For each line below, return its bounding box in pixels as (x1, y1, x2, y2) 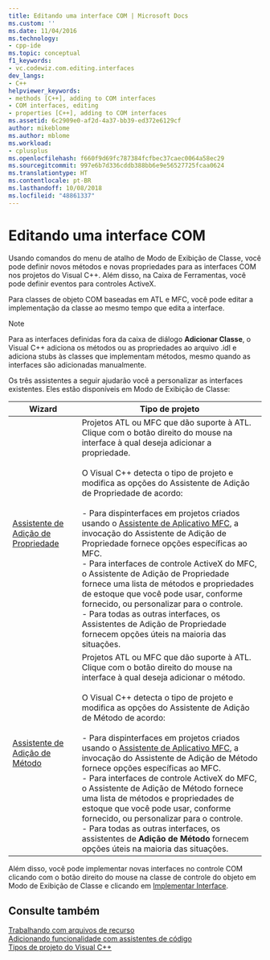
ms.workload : (8, 139, 52, 148)
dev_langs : (8, 72, 45, 80)
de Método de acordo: (81, 712, 166, 723)
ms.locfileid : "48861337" (8, 191, 95, 200)
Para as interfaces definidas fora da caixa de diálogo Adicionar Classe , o (8, 334, 252, 343)
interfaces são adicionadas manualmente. (8, 359, 147, 369)
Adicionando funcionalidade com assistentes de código (8, 934, 193, 944)
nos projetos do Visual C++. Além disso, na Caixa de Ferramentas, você (8, 270, 247, 280)
